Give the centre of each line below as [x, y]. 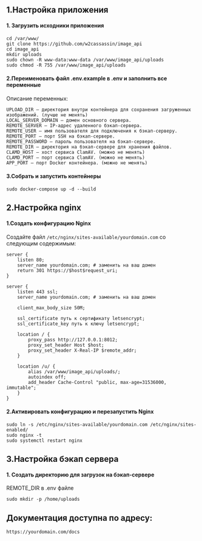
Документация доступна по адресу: [79, 518]
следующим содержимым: [41, 243]
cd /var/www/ [23, 38]
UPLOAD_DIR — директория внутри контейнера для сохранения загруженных [99, 110]
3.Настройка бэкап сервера [62, 459]
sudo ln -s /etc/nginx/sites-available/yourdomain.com [77, 424]
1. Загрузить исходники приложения [55, 25]
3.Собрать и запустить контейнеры [54, 176]
